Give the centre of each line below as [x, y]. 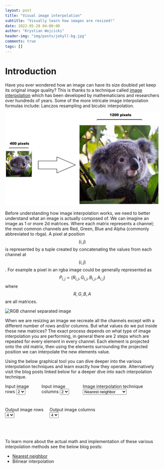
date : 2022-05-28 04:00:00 [33, 26]
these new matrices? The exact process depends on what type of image [78, 331]
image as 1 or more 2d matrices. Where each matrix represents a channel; [80, 223]
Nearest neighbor [30, 456]
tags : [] [14, 47]
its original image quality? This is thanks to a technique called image [74, 90]
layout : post [18, 10]
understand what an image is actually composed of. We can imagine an [77, 218]
